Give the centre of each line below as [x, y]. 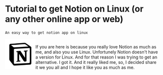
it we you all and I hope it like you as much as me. [85, 67]
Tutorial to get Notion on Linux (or [74, 9]
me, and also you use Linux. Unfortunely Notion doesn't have [97, 52]
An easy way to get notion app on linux [47, 32]
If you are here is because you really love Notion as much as [96, 46]
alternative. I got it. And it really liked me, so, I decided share [96, 62]
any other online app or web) [64, 19]
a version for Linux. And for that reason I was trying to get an [96, 57]
